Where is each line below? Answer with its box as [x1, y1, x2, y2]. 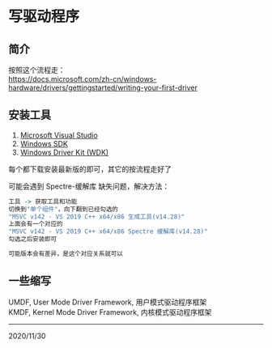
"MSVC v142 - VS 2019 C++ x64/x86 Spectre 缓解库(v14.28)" [8, 227, 208, 236]
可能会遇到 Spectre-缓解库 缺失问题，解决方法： [8, 181, 170, 191]
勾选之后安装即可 [8, 236, 57, 244]
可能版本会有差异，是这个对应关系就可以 [8, 250, 123, 258]
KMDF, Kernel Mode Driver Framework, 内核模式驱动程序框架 [8, 307, 212, 316]
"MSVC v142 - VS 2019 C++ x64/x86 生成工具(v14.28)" [8, 212, 185, 221]
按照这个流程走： [8, 66, 66, 74]
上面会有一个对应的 [8, 220, 63, 228]
